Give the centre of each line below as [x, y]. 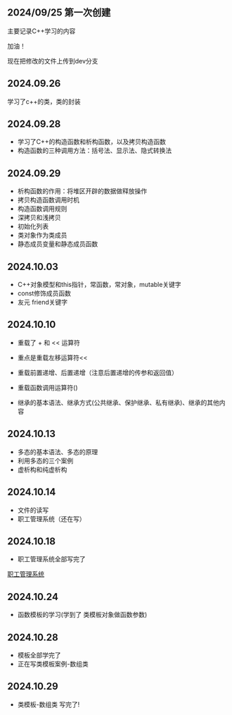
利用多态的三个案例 [45, 460]
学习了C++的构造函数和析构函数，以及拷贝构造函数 [92, 142]
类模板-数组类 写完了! [49, 704]
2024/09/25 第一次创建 [59, 13]
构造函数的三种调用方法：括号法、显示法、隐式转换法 [95, 151]
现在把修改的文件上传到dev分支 [53, 61]
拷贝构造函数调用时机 [48, 200]
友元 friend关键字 [43, 302]
